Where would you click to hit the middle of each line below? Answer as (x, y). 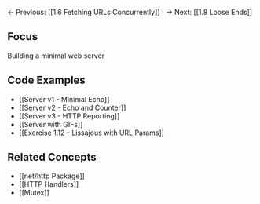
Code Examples (46, 80)
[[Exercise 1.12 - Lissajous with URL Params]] (91, 133)
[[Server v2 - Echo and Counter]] (72, 107)
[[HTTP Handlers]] (49, 184)
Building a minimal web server (56, 56)
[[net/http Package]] (52, 176)
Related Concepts (52, 157)
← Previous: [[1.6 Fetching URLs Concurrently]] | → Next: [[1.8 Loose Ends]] (130, 12)
